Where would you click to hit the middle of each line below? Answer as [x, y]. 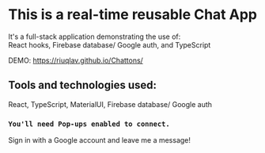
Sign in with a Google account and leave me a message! [100, 140]
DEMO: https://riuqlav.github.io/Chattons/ [76, 60]
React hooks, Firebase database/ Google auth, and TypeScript [110, 44]
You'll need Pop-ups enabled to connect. [89, 124]
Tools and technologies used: [82, 85]
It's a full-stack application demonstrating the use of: [95, 36]
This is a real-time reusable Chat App [132, 15]
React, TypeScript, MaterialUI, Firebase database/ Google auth [110, 104]
